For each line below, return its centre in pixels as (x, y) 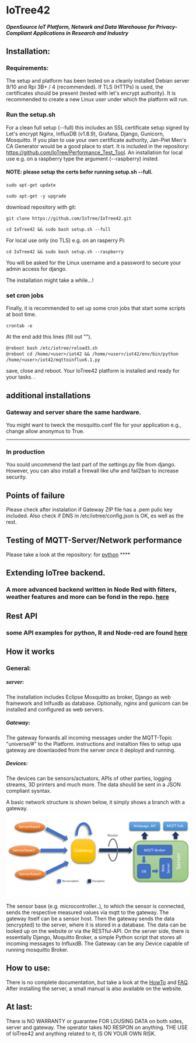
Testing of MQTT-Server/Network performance (94, 541)
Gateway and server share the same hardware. (74, 412)
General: (18, 668)
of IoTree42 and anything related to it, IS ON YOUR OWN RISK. (81, 1033)
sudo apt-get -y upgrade (36, 196)
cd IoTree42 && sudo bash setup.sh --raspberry (65, 252)
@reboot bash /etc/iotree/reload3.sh (52, 348)
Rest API (22, 616)
